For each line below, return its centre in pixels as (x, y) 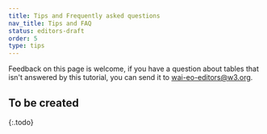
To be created (44, 103)
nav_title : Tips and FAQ (50, 23)
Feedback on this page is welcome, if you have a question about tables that (134, 69)
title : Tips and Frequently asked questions (84, 16)
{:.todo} (21, 122)
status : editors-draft (46, 31)
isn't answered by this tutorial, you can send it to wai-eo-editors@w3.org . (131, 77)
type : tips (27, 46)
